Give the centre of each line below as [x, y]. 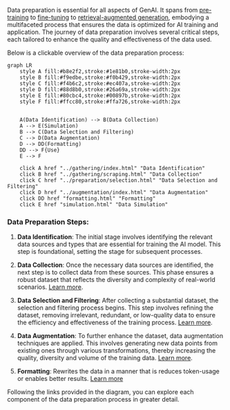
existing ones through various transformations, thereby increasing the [116, 351]
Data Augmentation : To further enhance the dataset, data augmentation [120, 336]
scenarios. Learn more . [50, 287]
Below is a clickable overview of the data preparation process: [96, 53]
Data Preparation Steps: [48, 222]
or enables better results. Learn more [70, 379]
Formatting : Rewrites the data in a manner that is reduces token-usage [118, 371]
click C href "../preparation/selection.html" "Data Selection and [118, 180]
